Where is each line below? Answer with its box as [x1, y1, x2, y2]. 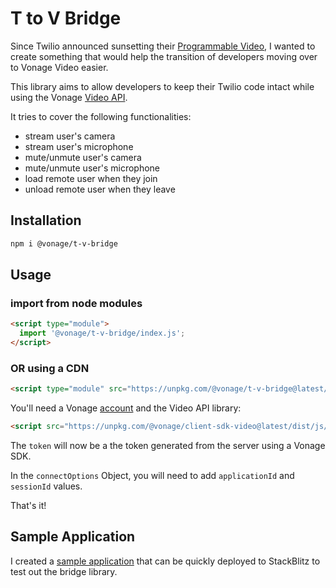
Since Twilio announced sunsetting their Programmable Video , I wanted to [10, 40, 316, 52]
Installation [10, 212, 82, 229]
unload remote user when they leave [24, 183, 176, 195]
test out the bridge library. [10, 565, 118, 577]
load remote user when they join [24, 172, 158, 184]
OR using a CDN [10, 361, 90, 375]
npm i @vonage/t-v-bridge [10, 238, 118, 249]
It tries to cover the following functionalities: [10, 110, 192, 122]
